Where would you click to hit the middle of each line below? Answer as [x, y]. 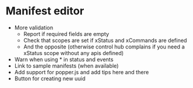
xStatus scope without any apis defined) [74, 53]
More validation [34, 28]
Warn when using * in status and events [64, 59]
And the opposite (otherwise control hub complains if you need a [104, 47]
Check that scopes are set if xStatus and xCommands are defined [105, 40]
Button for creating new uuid [50, 78]
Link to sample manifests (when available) [66, 66]
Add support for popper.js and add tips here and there [81, 72]
